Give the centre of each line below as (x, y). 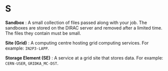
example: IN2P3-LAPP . (27, 48)
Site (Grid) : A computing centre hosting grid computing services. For (77, 42)
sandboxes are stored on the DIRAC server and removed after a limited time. (84, 27)
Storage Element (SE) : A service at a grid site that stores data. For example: (84, 57)
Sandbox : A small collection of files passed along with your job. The (76, 22)
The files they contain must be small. (43, 33)
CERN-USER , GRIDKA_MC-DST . (32, 63)
